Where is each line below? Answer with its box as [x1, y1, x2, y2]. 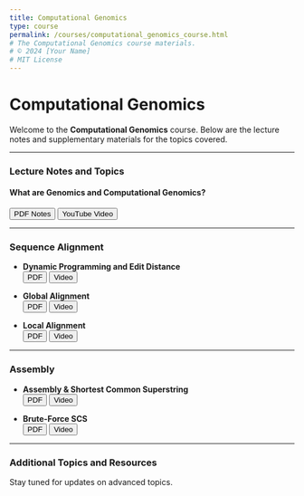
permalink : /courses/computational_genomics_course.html [9, 30, 229, 39]
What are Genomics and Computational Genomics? [9, 187, 206, 198]
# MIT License [9, 55, 63, 64]
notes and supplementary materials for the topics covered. [9, 133, 228, 145]
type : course [9, 22, 59, 31]
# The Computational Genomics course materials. [9, 38, 196, 48]
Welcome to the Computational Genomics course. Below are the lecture [9, 124, 280, 135]
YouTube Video [62, 209, 114, 219]
